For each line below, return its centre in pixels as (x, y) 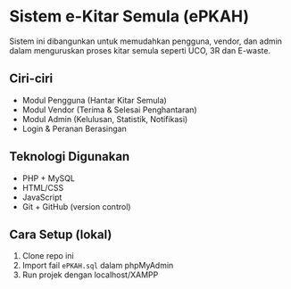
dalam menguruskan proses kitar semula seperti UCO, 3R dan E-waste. (140, 50)
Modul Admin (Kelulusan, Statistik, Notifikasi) (105, 119)
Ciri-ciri (31, 79)
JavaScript (42, 197)
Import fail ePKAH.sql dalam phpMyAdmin (98, 266)
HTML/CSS (43, 187)
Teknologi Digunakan (70, 157)
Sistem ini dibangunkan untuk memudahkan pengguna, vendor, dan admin (146, 41)
